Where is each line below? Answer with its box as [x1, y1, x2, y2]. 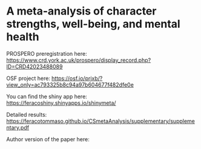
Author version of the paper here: [6, 135, 90, 143]
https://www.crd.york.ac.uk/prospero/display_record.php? [6, 56, 151, 64]
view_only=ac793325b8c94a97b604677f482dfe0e [6, 81, 134, 88]
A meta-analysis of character [6, 4, 157, 18]
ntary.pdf [6, 124, 29, 131]
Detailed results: [6, 111, 47, 118]
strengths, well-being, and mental [6, 17, 180, 31]
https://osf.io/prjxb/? [51, 74, 103, 82]
